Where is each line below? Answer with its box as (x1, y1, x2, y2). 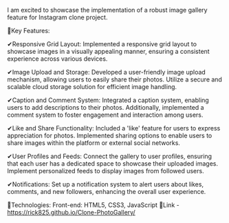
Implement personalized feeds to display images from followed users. (7, 167, 204, 175)
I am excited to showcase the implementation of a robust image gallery (7, 6, 208, 14)
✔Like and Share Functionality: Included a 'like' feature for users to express (7, 124, 221, 132)
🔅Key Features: (7, 27, 50, 35)
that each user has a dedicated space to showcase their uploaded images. (7, 159, 219, 168)
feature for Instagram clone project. (7, 13, 108, 21)
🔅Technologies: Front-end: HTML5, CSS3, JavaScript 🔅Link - (7, 201, 180, 209)
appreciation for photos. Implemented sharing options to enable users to (7, 131, 212, 139)
